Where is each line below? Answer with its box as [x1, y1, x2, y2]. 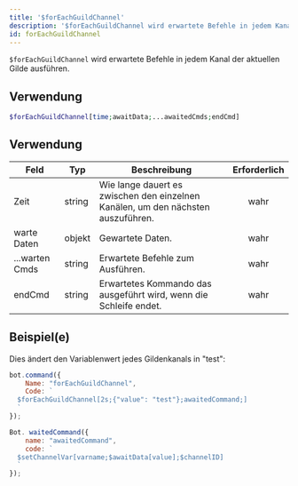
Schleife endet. [98, 299, 162, 312]
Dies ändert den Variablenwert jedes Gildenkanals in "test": [9, 353, 226, 364]
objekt [64, 232, 91, 244]
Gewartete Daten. [98, 232, 173, 244]
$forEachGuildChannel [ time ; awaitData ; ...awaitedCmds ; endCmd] [9, 113, 240, 122]
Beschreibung [131, 163, 192, 176]
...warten [13, 251, 51, 264]
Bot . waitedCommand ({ [9, 427, 90, 436]
